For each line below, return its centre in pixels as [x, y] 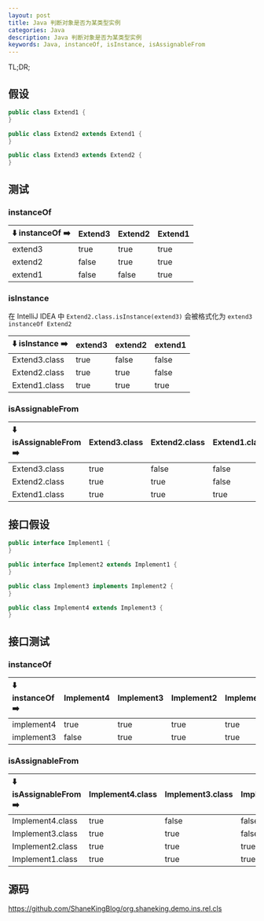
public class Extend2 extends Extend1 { [75, 134]
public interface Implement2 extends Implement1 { [93, 565]
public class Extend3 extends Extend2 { [75, 155]
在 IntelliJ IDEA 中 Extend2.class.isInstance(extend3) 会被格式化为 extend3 [130, 316]
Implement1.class [45, 860]
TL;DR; [19, 67]
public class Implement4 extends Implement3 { [86, 608]
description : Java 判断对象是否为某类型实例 [75, 37]
